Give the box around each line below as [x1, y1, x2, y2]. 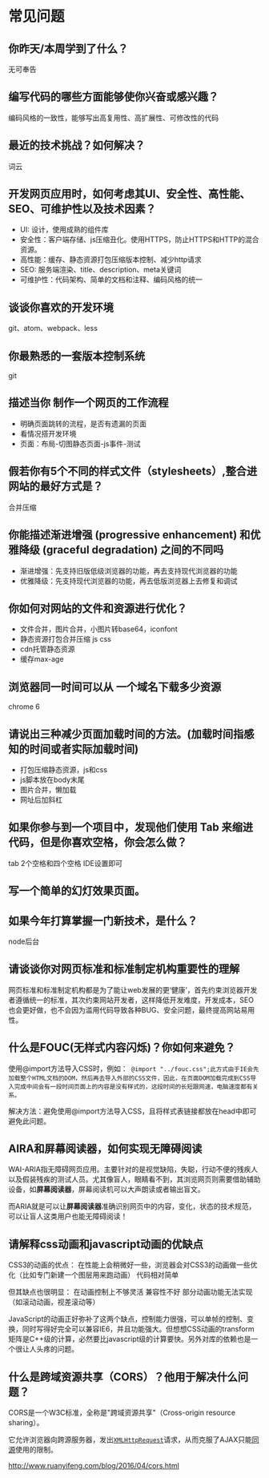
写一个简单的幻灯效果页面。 [8, 884, 146, 898]
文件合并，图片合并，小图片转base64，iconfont [19, 624, 178, 634]
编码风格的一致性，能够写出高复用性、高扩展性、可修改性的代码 [8, 113, 219, 123]
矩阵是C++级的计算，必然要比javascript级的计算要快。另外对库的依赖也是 [8, 1335, 251, 1344]
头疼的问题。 [35, 1344, 78, 1354]
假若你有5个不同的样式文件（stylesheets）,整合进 [8, 465, 258, 478]
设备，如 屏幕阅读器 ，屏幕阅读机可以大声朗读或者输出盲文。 [8, 1185, 205, 1194]
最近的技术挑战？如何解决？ [8, 139, 146, 152]
